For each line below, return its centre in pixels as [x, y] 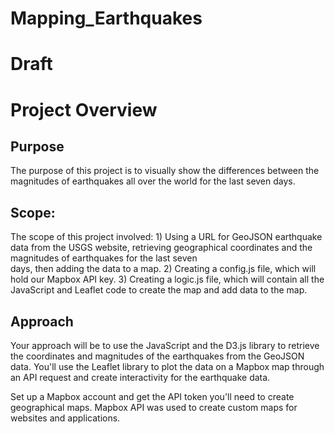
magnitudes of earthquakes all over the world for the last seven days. [153, 181]
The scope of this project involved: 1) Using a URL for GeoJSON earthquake [166, 237]
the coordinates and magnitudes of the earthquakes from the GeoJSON [157, 356]
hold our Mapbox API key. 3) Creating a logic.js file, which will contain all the [167, 279]
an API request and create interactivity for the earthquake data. [140, 377]
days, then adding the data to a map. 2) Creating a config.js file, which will [163, 269]
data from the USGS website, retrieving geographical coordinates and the [161, 248]
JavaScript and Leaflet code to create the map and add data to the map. [159, 290]
